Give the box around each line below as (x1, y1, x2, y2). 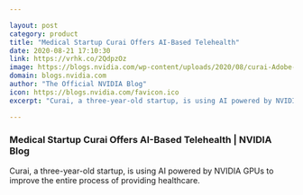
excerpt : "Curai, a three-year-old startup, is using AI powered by (9, 96, 272, 105)
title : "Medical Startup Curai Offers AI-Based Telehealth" (9, 38, 241, 47)
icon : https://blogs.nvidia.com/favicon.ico (9, 87, 179, 97)
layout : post (9, 21, 59, 30)
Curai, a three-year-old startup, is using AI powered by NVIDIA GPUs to (9, 165, 274, 176)
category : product (9, 29, 78, 39)
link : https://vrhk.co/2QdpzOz (9, 55, 127, 64)
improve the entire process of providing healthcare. (9, 174, 200, 185)
